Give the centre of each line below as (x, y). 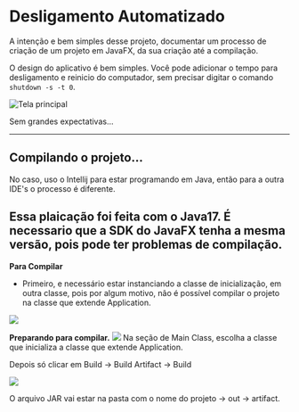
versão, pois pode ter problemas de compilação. (146, 245)
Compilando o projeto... (77, 158)
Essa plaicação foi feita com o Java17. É (120, 217)
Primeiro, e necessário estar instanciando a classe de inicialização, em (152, 284)
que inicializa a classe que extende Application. (97, 347)
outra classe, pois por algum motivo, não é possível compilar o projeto (151, 293)
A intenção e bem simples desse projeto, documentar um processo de (138, 41)
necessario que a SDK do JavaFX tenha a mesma (148, 231)
